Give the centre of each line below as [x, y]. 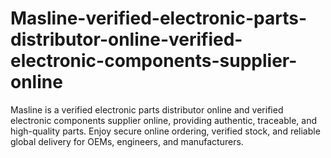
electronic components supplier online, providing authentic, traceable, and [164, 120]
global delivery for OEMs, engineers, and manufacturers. [127, 141]
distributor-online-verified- [126, 39]
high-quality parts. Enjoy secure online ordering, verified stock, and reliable [165, 131]
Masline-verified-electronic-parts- [158, 18]
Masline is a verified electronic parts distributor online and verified [147, 109]
